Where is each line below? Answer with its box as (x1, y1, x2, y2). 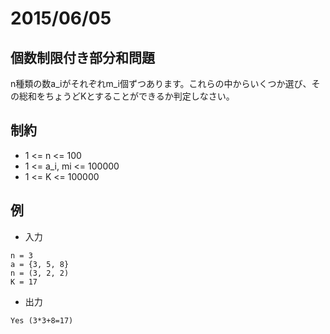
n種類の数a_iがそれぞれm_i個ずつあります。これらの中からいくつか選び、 (10, 78, 312, 89)
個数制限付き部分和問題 (10, 49, 155, 66)
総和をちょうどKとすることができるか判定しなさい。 (18, 90, 235, 102)
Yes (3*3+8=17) (10, 315, 74, 326)
